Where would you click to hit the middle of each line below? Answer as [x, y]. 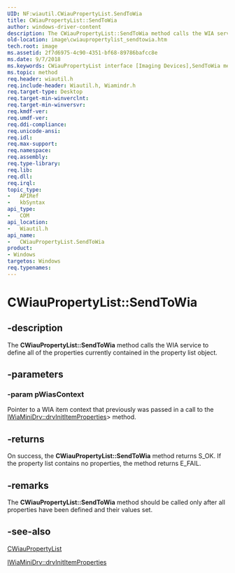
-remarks [28, 485]
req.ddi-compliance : [37, 124]
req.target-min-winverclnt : [48, 99]
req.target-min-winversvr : [47, 105]
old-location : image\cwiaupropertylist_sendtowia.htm [87, 40]
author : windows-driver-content [54, 27]
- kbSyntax [26, 203]
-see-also [29, 532]
